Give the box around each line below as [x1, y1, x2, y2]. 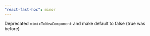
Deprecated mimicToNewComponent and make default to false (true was [4, 20, 146, 26]
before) [4, 25, 20, 32]
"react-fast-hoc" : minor [4, 7, 56, 12]
